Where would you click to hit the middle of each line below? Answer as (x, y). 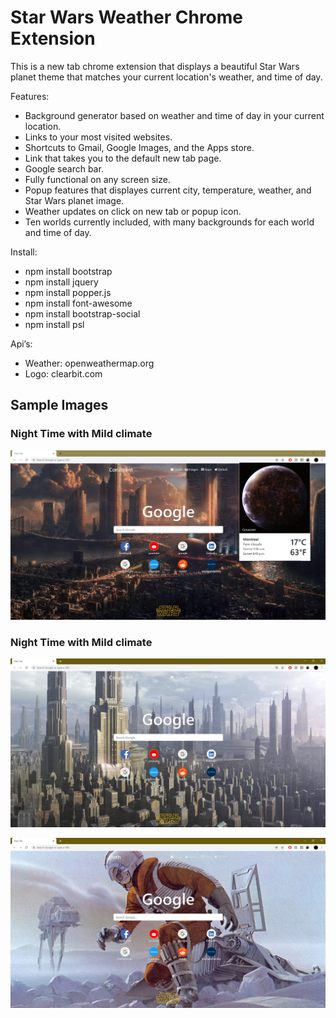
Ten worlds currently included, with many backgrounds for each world (169, 222)
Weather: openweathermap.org (89, 363)
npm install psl (54, 324)
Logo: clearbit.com (63, 373)
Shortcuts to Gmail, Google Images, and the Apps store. (139, 147)
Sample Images (59, 405)
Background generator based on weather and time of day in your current (174, 115)
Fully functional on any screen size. (97, 179)
